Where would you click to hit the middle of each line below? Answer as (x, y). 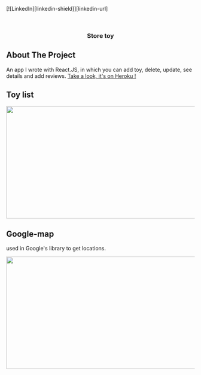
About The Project (41, 55)
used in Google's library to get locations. (56, 249)
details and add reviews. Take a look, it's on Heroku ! (71, 76)
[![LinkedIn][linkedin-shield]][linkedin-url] (57, 9)
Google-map (30, 234)
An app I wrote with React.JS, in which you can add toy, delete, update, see (99, 69)
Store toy (100, 35)
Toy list (20, 95)
